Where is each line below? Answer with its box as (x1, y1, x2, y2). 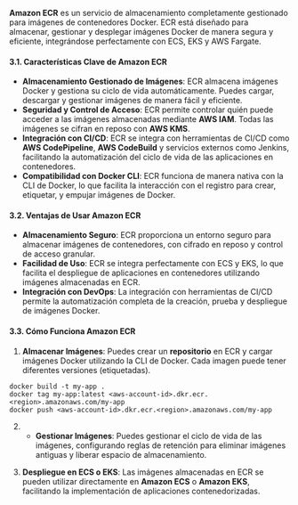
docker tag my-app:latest (9, 389, 105, 399)
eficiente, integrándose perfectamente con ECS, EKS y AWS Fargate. (9, 36, 262, 46)
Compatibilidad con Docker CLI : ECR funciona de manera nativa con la (21, 171, 284, 182)
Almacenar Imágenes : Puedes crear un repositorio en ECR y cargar (21, 346, 273, 356)
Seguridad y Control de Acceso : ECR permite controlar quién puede (21, 104, 274, 115)
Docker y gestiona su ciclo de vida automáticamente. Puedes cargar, (21, 86, 275, 96)
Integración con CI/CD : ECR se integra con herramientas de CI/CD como (21, 133, 290, 143)
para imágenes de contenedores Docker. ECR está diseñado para (9, 17, 249, 28)
